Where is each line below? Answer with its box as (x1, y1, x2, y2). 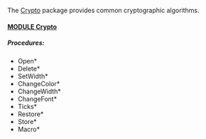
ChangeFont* (17, 94, 58, 103)
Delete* (17, 64, 40, 73)
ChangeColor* (17, 79, 60, 88)
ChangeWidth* (17, 87, 62, 96)
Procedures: (7, 38, 45, 47)
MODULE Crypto (7, 22, 58, 31)
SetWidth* (17, 71, 48, 81)
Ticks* (17, 102, 38, 110)
